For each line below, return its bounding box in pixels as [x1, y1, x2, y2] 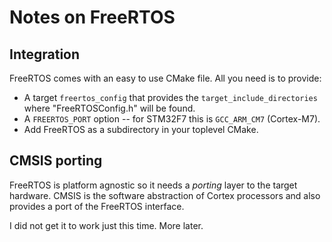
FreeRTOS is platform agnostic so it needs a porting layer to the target [9, 179, 298, 191]
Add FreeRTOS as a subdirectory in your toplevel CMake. [23, 124, 259, 135]
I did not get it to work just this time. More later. [9, 219, 204, 231]
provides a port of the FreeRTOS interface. [9, 200, 185, 212]
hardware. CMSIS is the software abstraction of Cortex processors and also [9, 189, 321, 201]
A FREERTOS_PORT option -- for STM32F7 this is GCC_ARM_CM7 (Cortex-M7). [23, 113, 321, 125]
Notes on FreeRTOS [9, 6, 176, 29]
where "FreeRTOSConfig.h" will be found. [23, 102, 196, 114]
